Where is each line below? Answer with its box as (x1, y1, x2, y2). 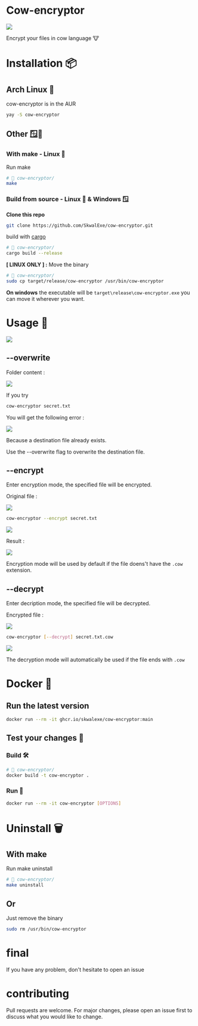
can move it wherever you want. (6, 295, 85, 302)
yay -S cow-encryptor (6, 112, 60, 118)
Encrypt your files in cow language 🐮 (6, 34, 100, 42)
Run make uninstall (6, 865, 52, 872)
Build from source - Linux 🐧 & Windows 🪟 (6, 195, 129, 204)
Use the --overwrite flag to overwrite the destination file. (6, 448, 145, 455)
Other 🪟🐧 (6, 129, 43, 139)
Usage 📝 (6, 316, 48, 330)
